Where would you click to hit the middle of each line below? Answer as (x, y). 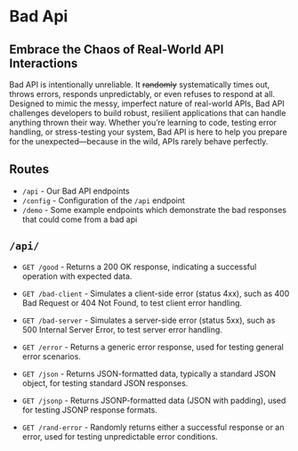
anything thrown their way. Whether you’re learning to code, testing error (143, 123)
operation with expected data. (77, 276)
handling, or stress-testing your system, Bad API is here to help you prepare (148, 132)
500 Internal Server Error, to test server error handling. (122, 329)
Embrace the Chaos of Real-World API (117, 49)
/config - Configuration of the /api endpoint (103, 200)
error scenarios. (52, 356)
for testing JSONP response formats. (90, 410)
